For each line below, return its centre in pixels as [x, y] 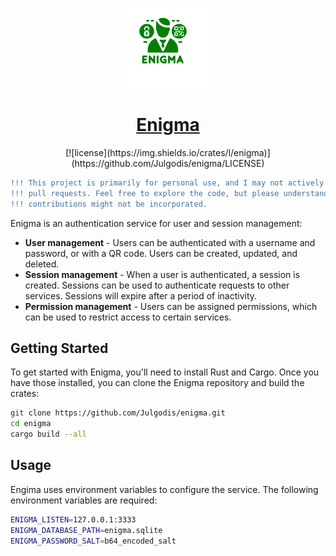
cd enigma [31, 424]
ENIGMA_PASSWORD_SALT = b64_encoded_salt [93, 541]
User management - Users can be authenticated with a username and [170, 242]
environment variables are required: [84, 500]
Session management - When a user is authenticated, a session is [162, 274]
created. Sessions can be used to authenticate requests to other [157, 285]
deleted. [42, 264]
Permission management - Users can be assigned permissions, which [171, 306]
